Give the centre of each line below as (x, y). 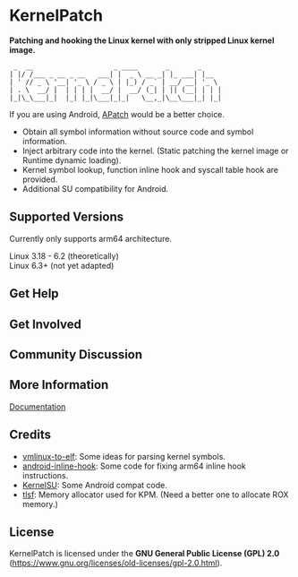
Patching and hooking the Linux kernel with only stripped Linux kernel (142, 40)
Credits (30, 435)
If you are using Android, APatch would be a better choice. (117, 114)
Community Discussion (76, 354)
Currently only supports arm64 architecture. (91, 238)
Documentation (38, 406)
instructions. (45, 475)
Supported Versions (66, 217)
